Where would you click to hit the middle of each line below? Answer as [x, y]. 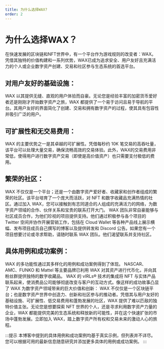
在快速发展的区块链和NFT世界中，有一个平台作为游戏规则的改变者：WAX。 [81, 54]
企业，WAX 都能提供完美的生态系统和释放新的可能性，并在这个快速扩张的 [79, 312]
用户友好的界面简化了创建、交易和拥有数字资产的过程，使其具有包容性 [88, 108]
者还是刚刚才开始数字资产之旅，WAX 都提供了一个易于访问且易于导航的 [77, 102]
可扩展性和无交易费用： [40, 131]
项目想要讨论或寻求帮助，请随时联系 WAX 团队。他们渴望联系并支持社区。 [80, 234]
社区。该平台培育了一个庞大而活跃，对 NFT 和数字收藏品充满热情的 [81, 198]
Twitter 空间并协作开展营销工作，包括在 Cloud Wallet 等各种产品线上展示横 [80, 222]
